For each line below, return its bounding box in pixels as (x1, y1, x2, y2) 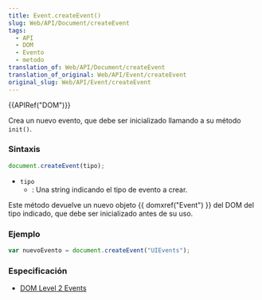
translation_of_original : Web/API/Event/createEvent (8, 71, 187, 79)
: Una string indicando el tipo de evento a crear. (31, 185, 188, 194)
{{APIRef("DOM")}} (8, 100, 72, 110)
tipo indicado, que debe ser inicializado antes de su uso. (8, 208, 194, 218)
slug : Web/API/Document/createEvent (8, 19, 130, 27)
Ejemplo (8, 228, 41, 240)
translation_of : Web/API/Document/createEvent (8, 64, 166, 72)
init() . (8, 124, 32, 134)
